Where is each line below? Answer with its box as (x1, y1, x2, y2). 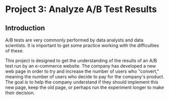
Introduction (5, 24, 45, 32)
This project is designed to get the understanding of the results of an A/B (5, 58, 157, 64)
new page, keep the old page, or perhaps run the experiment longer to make (5, 84, 164, 90)
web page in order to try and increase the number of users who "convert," (5, 68, 159, 74)
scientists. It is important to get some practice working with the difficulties (5, 42, 159, 48)
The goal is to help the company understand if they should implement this (5, 79, 158, 85)
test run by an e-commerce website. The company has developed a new (5, 63, 156, 69)
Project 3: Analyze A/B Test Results (5, 4, 157, 15)
